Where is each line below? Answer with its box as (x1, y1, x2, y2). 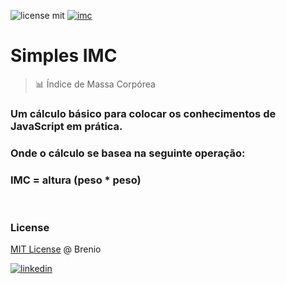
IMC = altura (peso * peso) (10, 173, 142, 187)
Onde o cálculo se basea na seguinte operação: (10, 146, 246, 160)
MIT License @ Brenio (10, 243, 102, 255)
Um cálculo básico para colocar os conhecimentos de (10, 106, 277, 120)
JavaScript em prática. (10, 119, 123, 133)
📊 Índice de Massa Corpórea (34, 78, 156, 90)
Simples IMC (10, 45, 118, 67)
